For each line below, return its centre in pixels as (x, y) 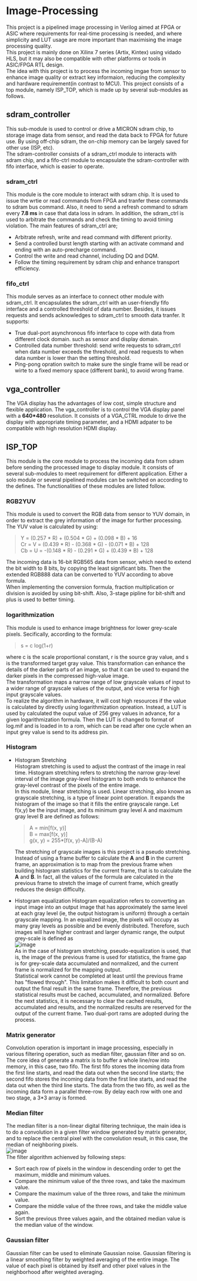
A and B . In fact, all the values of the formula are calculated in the (94, 877)
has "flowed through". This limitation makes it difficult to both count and (101, 982)
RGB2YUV (21, 501)
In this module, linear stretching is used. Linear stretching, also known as (103, 791)
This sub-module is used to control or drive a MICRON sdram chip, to (90, 128)
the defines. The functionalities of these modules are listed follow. (86, 486)
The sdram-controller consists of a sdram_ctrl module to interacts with (91, 154)
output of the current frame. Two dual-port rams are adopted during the (102, 1013)
